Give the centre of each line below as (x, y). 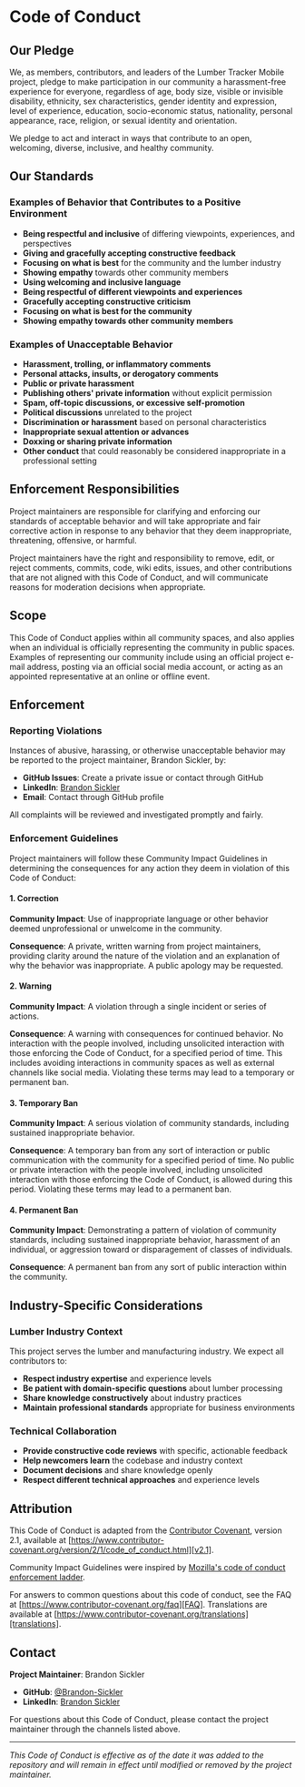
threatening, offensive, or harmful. (74, 540)
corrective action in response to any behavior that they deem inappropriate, (151, 531)
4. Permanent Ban (44, 1210)
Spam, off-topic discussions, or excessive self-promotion (133, 402)
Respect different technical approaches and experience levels (141, 1480)
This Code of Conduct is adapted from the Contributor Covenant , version (146, 1530)
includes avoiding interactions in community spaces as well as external (142, 1063)
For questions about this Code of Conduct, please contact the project (139, 1720)
